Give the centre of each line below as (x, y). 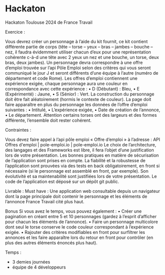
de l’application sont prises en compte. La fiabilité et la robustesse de (75, 160)
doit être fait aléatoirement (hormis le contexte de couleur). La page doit (78, 99)
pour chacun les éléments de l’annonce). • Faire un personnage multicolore (82, 222)
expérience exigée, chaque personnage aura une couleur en (66, 83)
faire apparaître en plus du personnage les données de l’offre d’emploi (76, 104)
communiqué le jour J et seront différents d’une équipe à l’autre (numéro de (82, 73)
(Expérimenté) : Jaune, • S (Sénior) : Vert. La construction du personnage (80, 94)
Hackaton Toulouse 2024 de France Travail (49, 22)
